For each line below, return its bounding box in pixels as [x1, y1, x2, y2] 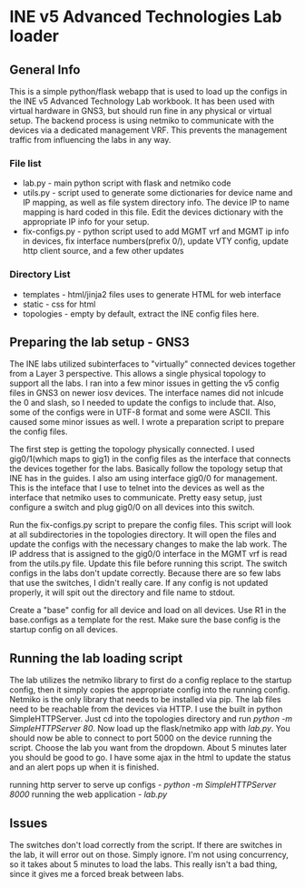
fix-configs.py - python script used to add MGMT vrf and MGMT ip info [22, 226, 290, 237]
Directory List [9, 268, 71, 281]
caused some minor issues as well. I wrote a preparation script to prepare [9, 417, 284, 428]
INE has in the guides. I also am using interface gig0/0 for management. [9, 473, 279, 484]
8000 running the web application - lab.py [9, 789, 168, 800]
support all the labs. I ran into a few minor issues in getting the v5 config [9, 378, 280, 388]
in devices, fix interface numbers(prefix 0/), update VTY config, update [22, 236, 289, 247]
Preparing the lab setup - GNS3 [9, 334, 190, 349]
